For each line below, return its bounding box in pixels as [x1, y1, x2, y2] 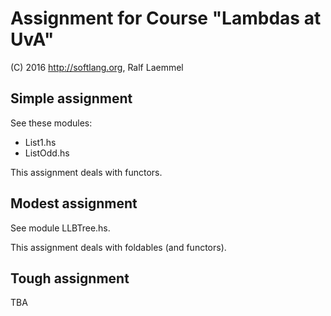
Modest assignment [10, 195, 138, 212]
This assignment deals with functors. [10, 166, 163, 178]
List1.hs [24, 136, 57, 148]
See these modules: [10, 117, 93, 129]
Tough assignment [10, 270, 130, 287]
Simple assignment [10, 90, 133, 107]
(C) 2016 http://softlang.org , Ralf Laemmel [10, 61, 184, 73]
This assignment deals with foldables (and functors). [10, 241, 227, 253]
